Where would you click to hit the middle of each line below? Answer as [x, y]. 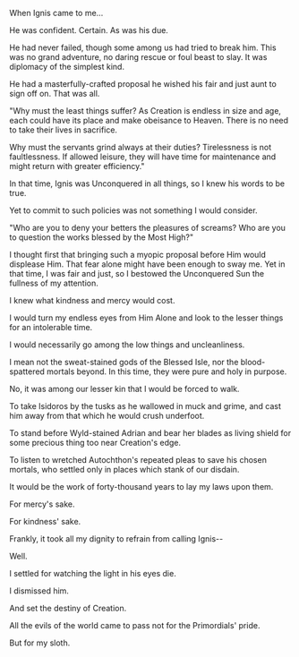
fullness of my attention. [54, 283]
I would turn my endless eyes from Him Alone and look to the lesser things [146, 318]
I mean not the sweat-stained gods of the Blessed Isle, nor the [124, 362]
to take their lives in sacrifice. [64, 130]
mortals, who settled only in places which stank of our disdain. [124, 469]
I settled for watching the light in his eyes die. [93, 573]
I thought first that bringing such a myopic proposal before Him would [138, 255]
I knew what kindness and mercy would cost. [92, 300]
